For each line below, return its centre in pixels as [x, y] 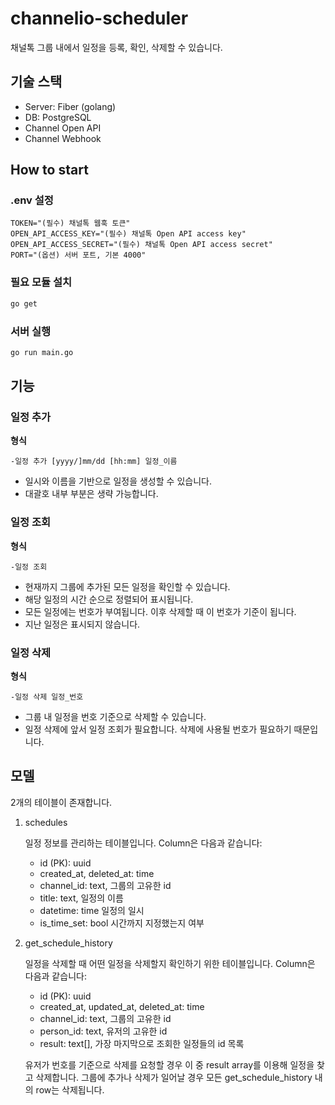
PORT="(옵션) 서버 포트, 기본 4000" [78, 255]
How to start [49, 170]
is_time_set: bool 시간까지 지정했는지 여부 [122, 923]
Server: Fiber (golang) [70, 106]
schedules [46, 822]
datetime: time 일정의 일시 [92, 910]
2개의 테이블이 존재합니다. [61, 802]
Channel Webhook [63, 138]
